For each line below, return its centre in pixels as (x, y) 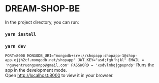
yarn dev (16, 46)
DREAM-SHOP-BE (43, 9)
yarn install (21, 34)
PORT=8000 (15, 56)
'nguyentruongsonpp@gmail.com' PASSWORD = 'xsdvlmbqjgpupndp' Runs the (80, 65)
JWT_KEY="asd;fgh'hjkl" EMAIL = (111, 60)
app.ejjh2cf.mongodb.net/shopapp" (41, 60)
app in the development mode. (36, 70)
